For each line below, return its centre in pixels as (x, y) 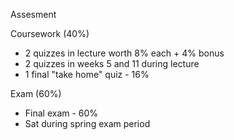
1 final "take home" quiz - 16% (87, 74)
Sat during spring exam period (87, 123)
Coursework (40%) (50, 33)
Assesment (33, 14)
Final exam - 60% (61, 113)
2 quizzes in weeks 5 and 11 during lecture (112, 63)
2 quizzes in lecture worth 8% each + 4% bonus (124, 53)
